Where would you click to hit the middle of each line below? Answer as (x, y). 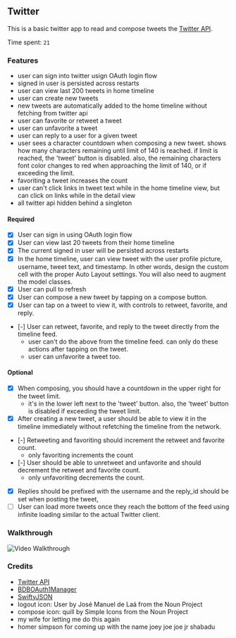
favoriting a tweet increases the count (73, 181)
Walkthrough (30, 533)
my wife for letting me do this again (69, 619)
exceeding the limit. (46, 173)
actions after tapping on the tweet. (78, 349)
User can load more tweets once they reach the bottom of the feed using (123, 507)
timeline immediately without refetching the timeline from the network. (119, 427)
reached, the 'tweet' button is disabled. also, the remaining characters (119, 158)
